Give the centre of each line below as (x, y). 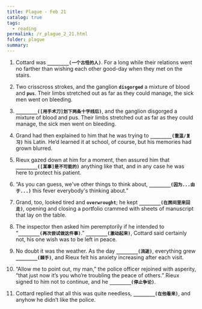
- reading (24, 28)
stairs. (23, 75)
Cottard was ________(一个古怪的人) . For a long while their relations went (104, 62)
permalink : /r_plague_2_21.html (47, 34)
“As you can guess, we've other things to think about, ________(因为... (103, 184)
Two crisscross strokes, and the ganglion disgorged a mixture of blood (103, 86)
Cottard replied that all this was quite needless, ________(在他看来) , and (103, 293)
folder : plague (26, 40)
